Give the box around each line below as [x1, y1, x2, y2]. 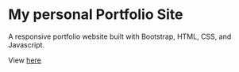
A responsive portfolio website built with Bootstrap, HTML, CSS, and [8, 32, 232, 41]
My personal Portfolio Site [8, 6, 184, 24]
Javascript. [8, 40, 45, 49]
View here [8, 55, 41, 65]
